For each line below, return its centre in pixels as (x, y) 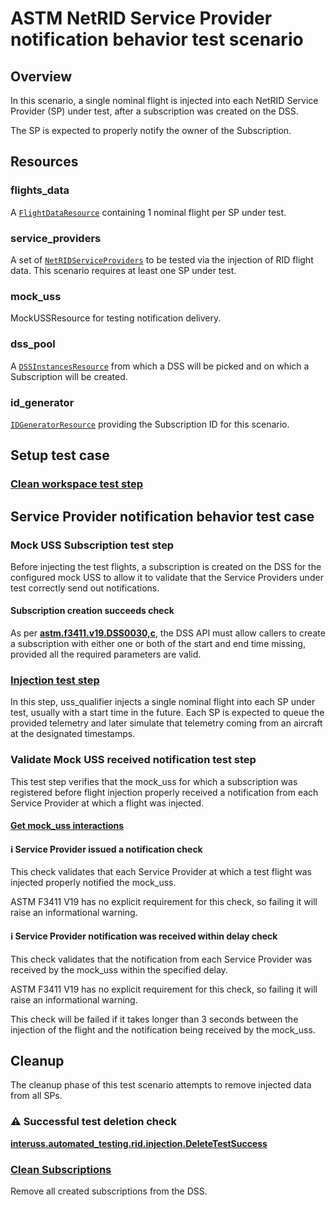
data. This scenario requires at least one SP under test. (123, 270)
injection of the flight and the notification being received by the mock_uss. (163, 1029)
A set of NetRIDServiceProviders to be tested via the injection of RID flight (162, 259)
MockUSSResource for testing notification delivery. (116, 318)
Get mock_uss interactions (67, 826)
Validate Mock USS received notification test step (133, 760)
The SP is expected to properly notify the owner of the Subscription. (151, 130)
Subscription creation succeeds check (92, 611)
